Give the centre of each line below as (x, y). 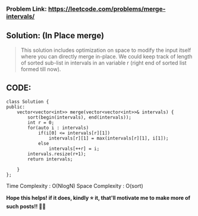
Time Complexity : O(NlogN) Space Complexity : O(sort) (75, 186)
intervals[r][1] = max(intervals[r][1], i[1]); (109, 138)
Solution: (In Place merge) (55, 36)
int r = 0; (41, 122)
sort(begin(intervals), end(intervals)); (80, 117)
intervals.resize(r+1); (57, 154)
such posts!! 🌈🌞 (26, 206)
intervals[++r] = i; (74, 149)
